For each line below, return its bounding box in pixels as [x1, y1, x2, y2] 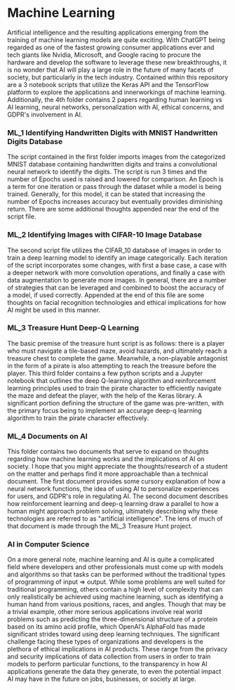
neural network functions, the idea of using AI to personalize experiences [7, 485, 220, 493]
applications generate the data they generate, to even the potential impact [7, 668, 222, 676]
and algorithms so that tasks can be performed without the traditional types [7, 571, 226, 579]
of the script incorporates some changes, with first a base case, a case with [7, 261, 227, 269]
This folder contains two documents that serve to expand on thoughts [7, 448, 209, 456]
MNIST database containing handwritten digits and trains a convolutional [7, 160, 217, 169]
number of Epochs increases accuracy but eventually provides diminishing [7, 197, 223, 206]
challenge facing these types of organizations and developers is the [7, 637, 203, 646]
